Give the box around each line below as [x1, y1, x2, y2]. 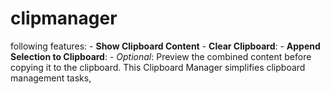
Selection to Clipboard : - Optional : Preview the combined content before [10, 50, 312, 62]
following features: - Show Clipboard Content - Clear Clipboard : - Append [10, 40, 321, 52]
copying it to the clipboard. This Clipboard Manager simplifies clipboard [10, 61, 306, 73]
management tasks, [10, 72, 92, 84]
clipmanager [10, 7, 118, 30]
